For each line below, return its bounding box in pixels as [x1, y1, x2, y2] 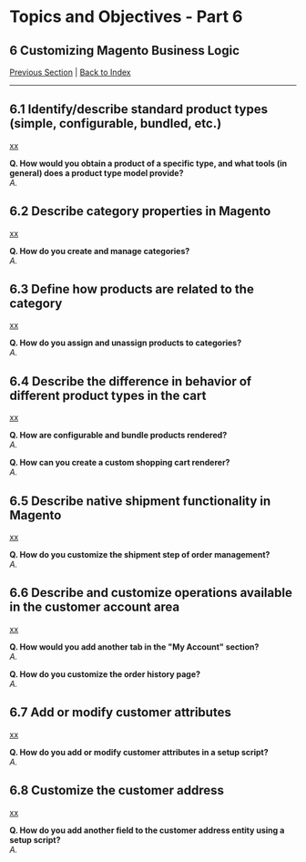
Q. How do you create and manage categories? [9, 245, 190, 256]
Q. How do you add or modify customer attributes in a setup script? [9, 746, 269, 757]
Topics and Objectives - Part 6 [9, 6, 243, 27]
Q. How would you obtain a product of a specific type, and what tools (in [9, 158, 288, 169]
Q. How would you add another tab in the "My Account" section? [9, 641, 260, 652]
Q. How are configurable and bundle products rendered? [9, 430, 228, 441]
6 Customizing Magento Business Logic [9, 43, 240, 58]
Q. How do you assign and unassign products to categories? [9, 337, 242, 348]
